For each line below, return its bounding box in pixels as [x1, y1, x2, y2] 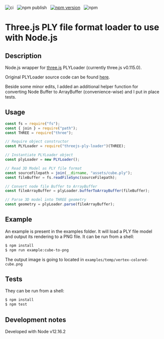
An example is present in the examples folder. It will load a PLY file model [5, 228, 153, 234]
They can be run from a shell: [5, 288, 65, 294]
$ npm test [5, 302, 27, 307]
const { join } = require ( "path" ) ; [5, 125, 78, 131]
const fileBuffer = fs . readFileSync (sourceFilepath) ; [5, 175, 117, 180]
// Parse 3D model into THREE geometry [5, 197, 87, 202]
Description [5, 51, 42, 60]
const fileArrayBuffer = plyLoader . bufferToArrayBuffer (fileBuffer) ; [5, 189, 150, 194]
